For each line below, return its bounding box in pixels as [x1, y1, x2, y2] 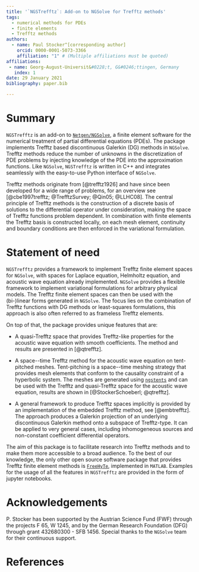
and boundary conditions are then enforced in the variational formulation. [6, 224, 185, 232]
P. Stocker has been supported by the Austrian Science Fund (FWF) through [6, 515, 192, 523]
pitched [14, 363, 34, 370]
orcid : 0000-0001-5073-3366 [17, 48, 86, 54]
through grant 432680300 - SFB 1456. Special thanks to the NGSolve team [6, 528, 187, 535]
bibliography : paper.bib [6, 81, 68, 87]
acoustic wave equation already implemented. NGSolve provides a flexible [6, 278, 185, 285]
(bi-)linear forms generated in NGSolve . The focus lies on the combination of [6, 297, 191, 304]
